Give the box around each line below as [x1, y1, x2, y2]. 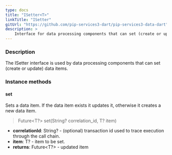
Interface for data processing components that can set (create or [14, 31, 161, 36]
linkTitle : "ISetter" [5, 17, 52, 22]
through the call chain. [12, 133, 60, 139]
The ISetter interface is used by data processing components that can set [5, 60, 161, 66]
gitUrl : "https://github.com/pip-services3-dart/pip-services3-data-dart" [5, 22, 168, 27]
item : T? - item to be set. [12, 139, 65, 145]
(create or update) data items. [5, 65, 68, 72]
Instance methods [5, 78, 52, 85]
